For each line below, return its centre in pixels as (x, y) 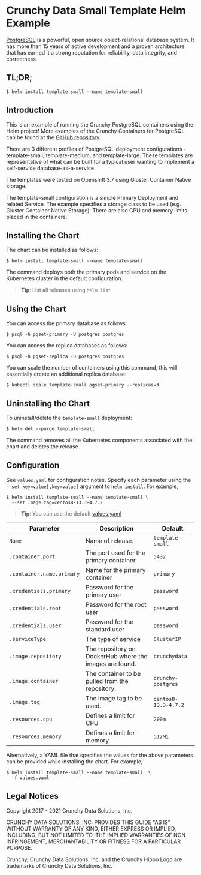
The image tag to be (114, 698)
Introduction (30, 110)
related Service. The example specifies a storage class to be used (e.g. (94, 204)
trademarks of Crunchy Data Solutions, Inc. (60, 865)
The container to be (113, 673)
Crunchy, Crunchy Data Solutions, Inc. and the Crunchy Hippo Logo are (94, 859)
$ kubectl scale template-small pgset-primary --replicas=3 (83, 385)
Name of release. (110, 541)
